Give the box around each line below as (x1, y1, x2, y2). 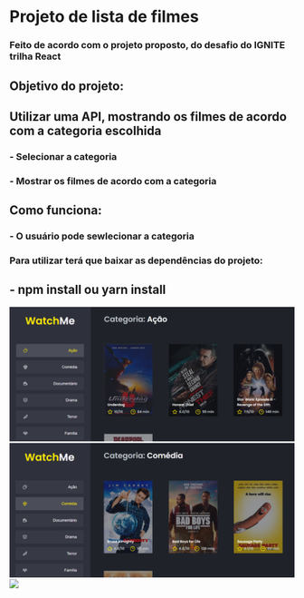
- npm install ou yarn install (9, 282, 166, 298)
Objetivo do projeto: (9, 78, 124, 93)
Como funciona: (9, 202, 102, 219)
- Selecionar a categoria (9, 150, 118, 162)
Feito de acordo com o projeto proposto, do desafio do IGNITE (9, 39, 286, 52)
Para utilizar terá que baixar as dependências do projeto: (9, 254, 263, 267)
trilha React (9, 50, 62, 63)
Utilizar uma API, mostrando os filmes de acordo (9, 109, 288, 124)
